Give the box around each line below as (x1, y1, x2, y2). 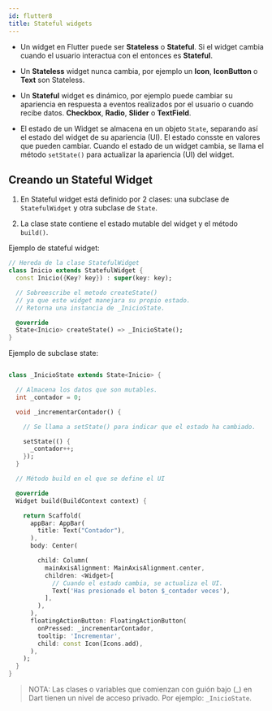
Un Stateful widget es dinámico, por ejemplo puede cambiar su (19, 90, 233, 100)
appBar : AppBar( (29, 519, 85, 527)
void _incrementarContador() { (15, 408, 122, 416)
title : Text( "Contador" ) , (37, 527, 126, 535)
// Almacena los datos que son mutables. (15, 386, 158, 394)
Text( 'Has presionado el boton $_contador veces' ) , (51, 587, 231, 595)
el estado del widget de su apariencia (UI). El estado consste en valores (19, 132, 261, 142)
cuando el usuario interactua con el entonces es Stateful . (19, 50, 214, 60)
